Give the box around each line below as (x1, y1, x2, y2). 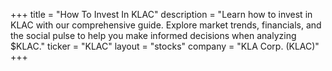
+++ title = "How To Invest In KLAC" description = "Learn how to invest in (10, 9, 313, 20)
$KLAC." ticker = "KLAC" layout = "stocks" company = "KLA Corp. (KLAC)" (10, 40, 320, 52)
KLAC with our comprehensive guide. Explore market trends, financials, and (10, 19, 322, 31)
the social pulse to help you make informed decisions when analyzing (10, 30, 297, 41)
